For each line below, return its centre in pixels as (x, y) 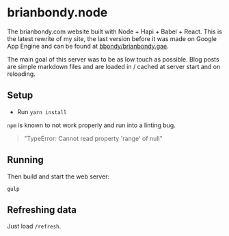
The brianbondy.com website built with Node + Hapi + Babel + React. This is (114, 31)
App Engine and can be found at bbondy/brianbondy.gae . (88, 46)
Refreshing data (42, 210)
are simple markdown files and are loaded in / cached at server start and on (114, 66)
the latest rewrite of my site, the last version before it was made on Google (112, 38)
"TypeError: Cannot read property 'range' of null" (93, 138)
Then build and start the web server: (58, 176)
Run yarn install (42, 112)
